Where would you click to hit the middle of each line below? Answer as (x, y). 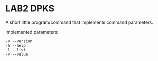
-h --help (16, 45)
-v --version (19, 41)
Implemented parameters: (32, 32)
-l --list (16, 50)
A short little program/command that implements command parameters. (80, 22)
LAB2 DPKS (30, 9)
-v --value (17, 54)
